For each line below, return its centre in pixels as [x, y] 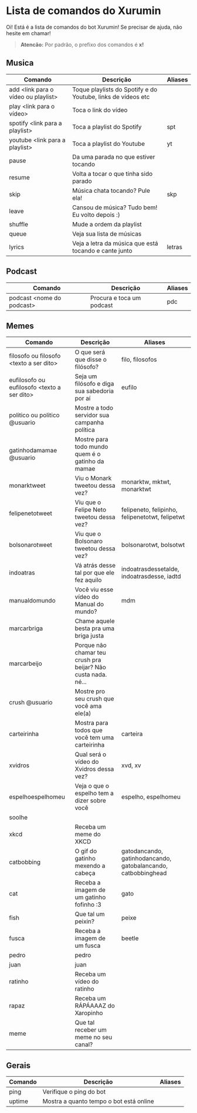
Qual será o [91, 754]
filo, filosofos [139, 360]
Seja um [86, 376]
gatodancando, [142, 851]
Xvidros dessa [94, 769]
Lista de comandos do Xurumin [84, 11]
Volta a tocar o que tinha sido [113, 173]
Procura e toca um [116, 298]
